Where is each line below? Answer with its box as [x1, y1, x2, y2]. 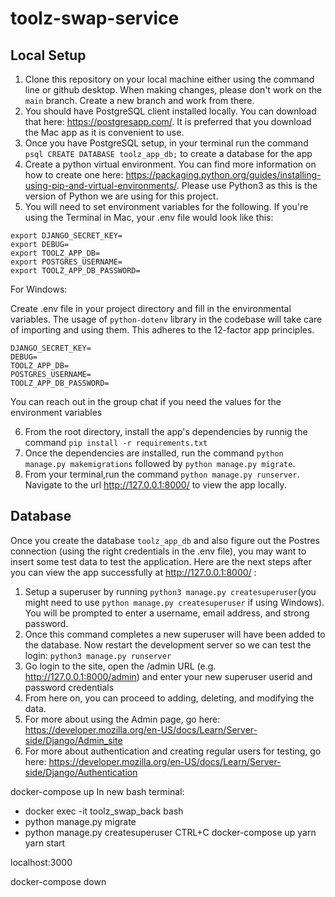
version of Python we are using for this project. [24, 190, 219, 202]
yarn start [24, 837, 66, 849]
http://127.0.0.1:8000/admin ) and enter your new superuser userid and [24, 670, 313, 682]
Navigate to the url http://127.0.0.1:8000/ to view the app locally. [24, 479, 287, 491]
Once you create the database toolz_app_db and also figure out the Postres [10, 534, 320, 546]
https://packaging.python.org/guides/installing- [125, 169, 322, 181]
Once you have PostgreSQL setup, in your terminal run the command [24, 137, 309, 149]
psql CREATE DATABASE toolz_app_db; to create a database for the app [24, 148, 313, 159]
